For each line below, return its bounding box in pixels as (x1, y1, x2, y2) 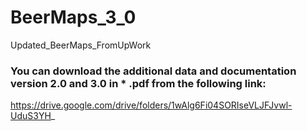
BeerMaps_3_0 (10, 6, 137, 29)
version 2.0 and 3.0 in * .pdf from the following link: (10, 76, 267, 90)
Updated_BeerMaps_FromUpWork (10, 39, 152, 51)
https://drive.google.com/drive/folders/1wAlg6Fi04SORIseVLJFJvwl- (10, 99, 293, 111)
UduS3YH (10, 110, 52, 122)
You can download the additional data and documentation (10, 64, 297, 78)
